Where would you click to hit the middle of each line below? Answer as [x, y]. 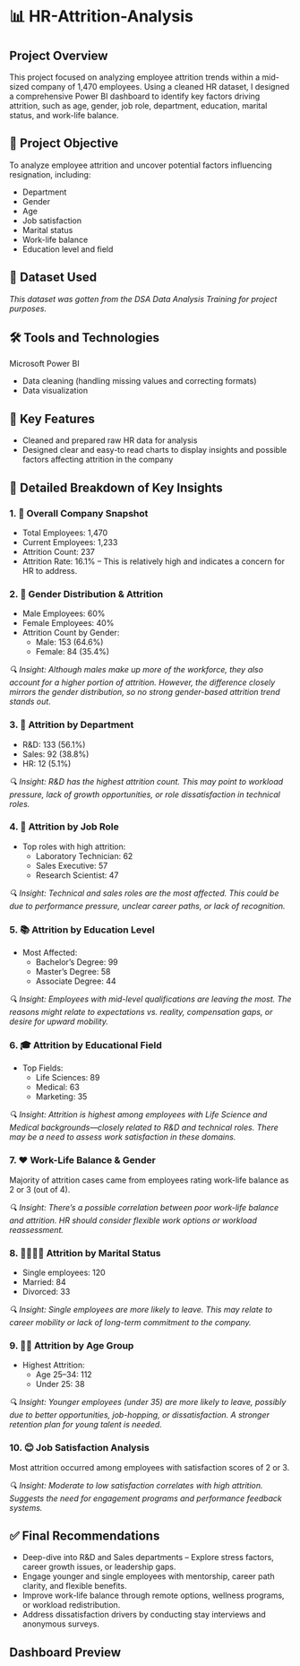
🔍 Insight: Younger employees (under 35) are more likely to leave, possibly [148, 1402]
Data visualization [55, 391]
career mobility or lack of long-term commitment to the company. [131, 1323]
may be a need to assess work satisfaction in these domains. [123, 1137]
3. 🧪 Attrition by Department [72, 725]
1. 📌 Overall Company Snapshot [79, 513]
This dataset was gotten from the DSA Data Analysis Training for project [143, 299]
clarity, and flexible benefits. [74, 1586]
